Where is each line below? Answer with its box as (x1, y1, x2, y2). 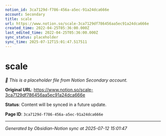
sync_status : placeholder (5, 35, 58, 40)
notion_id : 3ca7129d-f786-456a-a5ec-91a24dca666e (5, 7, 110, 12)
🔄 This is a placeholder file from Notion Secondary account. (5, 77, 127, 83)
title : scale (5, 16, 32, 21)
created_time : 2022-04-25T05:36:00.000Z (5, 26, 90, 31)
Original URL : (5, 87, 33, 92)
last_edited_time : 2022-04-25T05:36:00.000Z (5, 30, 98, 35)
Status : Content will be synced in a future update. (5, 101, 107, 107)
